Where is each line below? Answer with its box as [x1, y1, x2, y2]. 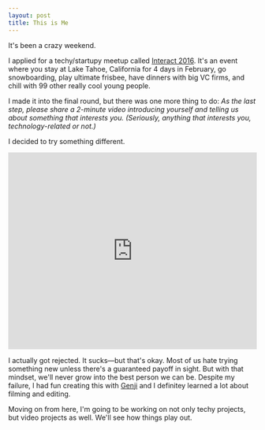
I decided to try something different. [8, 136, 125, 146]
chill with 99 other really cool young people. [8, 80, 151, 91]
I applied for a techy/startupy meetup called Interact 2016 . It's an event [8, 56, 238, 65]
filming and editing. [8, 389, 71, 398]
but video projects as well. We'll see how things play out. [8, 413, 192, 422]
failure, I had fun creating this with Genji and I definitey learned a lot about [8, 380, 249, 390]
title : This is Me [8, 19, 69, 27]
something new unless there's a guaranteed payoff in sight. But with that [8, 364, 244, 373]
